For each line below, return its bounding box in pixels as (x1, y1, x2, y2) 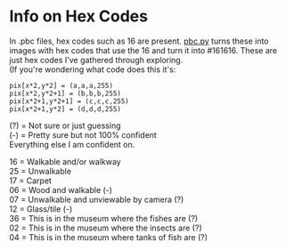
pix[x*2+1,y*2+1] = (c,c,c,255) (9, 96, 129, 106)
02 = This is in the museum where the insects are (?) (9, 222, 202, 233)
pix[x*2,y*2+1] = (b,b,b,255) (9, 89, 122, 98)
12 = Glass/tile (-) (9, 203, 73, 214)
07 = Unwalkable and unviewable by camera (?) (9, 194, 184, 205)
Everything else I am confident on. (9, 139, 135, 149)
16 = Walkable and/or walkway (9, 156, 122, 166)
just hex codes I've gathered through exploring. (9, 54, 184, 65)
